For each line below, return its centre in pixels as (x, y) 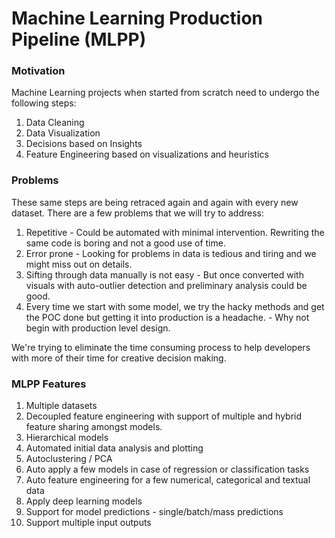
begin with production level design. (98, 328)
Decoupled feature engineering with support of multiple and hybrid (164, 416)
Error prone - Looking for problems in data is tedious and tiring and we (171, 253)
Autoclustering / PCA (69, 459)
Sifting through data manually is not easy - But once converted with (164, 274)
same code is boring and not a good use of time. (125, 243)
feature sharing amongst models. (94, 427)
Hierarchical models (67, 438)
